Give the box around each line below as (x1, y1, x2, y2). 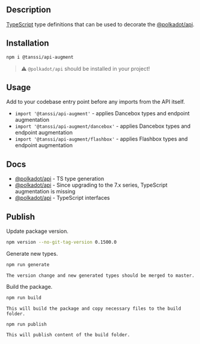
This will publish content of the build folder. (6, 332, 130, 338)
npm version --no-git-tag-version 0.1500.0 (6, 239, 117, 245)
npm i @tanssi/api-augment (6, 54, 74, 60)
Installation (6, 38, 49, 49)
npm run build (6, 294, 42, 301)
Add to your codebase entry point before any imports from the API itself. (6, 98, 185, 106)
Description (6, 5, 51, 15)
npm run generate (6, 261, 50, 268)
